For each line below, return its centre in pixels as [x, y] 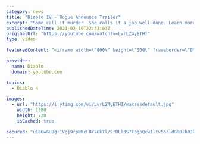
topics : [16, 83]
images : [16, 99]
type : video [21, 39]
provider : [18, 61]
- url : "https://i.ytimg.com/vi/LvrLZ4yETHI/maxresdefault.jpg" [93, 105]
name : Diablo [28, 66]
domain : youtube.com [37, 72]
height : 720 [32, 115]
